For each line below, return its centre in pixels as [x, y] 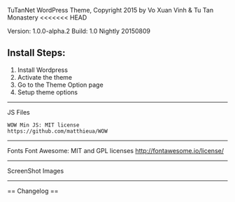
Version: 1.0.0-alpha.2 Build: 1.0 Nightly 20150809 [79, 31]
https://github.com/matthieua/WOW [58, 131]
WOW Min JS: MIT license [43, 125]
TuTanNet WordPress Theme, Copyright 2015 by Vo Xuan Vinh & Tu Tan [111, 10]
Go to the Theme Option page [60, 85]
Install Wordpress [43, 70]
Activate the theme [45, 77]
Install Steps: [36, 53]
